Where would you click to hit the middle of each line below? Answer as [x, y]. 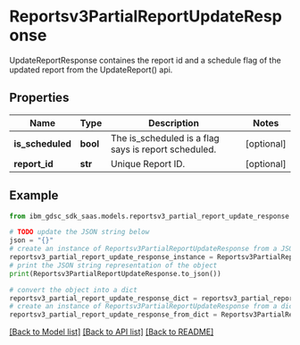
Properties [39, 98]
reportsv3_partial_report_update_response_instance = [112, 257]
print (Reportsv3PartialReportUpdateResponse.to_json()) [115, 273]
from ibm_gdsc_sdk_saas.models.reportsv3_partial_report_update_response [150, 216]
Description [174, 122]
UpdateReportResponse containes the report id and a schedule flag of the [145, 60]
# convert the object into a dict [74, 290]
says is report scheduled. [163, 149]
